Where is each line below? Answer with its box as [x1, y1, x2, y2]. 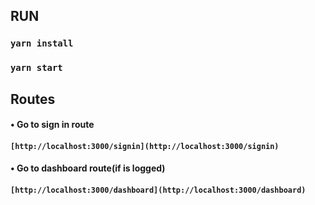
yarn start [10, 62, 63, 74]
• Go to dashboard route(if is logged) [10, 162, 166, 174]
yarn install [10, 38, 74, 49]
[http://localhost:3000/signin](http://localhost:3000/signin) [10, 141, 280, 151]
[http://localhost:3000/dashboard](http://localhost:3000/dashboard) [10, 185, 307, 195]
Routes [10, 90, 56, 108]
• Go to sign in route [10, 119, 95, 131]
